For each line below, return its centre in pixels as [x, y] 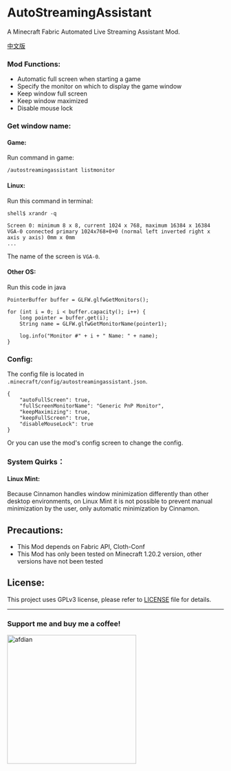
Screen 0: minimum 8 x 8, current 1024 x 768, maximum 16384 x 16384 [109, 225]
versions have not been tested [60, 561]
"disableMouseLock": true [57, 424]
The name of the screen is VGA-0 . [54, 256]
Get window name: [39, 126]
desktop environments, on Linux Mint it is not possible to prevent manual [110, 501]
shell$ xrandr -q [32, 213]
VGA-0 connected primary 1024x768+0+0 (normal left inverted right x [109, 232]
